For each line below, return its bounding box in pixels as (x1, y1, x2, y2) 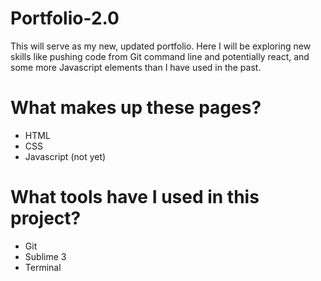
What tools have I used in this (10, 186, 260, 209)
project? (10, 207, 82, 230)
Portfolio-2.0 (10, 7, 120, 30)
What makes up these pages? (10, 97, 262, 119)
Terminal (24, 261, 62, 273)
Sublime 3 (24, 250, 67, 262)
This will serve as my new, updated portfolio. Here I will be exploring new (10, 40, 312, 52)
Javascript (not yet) (24, 150, 107, 162)
